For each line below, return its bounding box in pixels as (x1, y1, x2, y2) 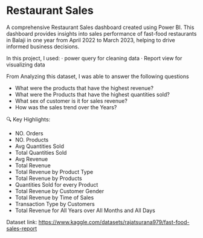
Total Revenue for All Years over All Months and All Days (14, 207, 156, 214)
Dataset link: (6, 218, 37, 225)
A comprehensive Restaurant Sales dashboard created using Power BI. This (6, 24, 195, 31)
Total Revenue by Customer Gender (14, 187, 105, 195)
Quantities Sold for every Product (14, 181, 98, 188)
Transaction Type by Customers (14, 200, 95, 207)
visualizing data (6, 61, 45, 68)
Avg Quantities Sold (14, 143, 65, 150)
